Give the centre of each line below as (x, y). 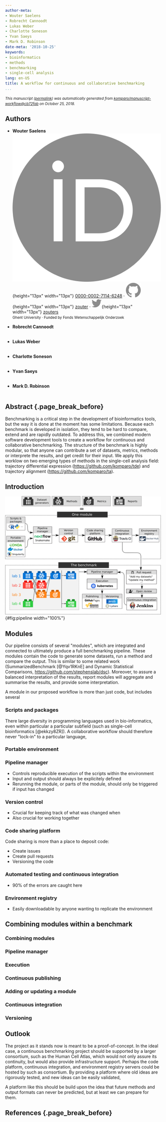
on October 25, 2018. (57, 104)
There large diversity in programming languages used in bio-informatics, (79, 721)
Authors (18, 119)
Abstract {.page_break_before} (54, 407)
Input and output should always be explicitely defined (67, 778)
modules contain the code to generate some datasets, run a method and (79, 656)
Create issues (26, 851)
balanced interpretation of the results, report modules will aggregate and (79, 677)
